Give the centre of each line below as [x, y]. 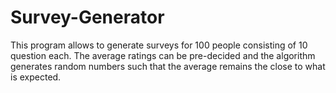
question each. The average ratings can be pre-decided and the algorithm [163, 55]
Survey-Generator [87, 17]
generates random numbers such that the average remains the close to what [168, 66]
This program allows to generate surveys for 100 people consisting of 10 [159, 45]
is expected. [36, 77]
